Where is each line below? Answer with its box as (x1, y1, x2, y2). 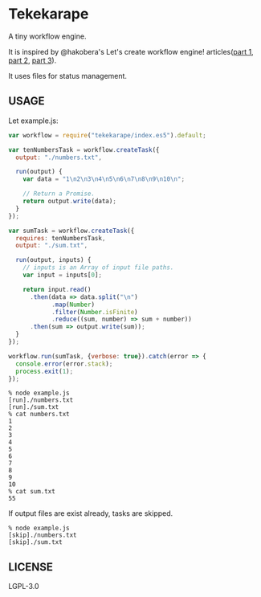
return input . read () (22, 285, 92, 293)
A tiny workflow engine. (8, 31, 87, 41)
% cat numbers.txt (8, 411, 70, 419)
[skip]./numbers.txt (8, 531, 78, 539)
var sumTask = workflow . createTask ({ (8, 227, 135, 235)
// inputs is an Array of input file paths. (22, 264, 174, 272)
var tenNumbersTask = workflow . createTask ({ (8, 145, 160, 153)
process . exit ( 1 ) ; (15, 367, 74, 375)
